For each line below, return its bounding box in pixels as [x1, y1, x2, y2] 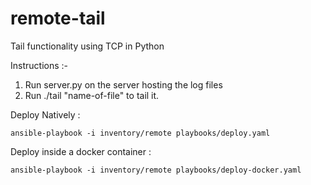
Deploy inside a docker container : [10, 145, 152, 157]
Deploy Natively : [10, 108, 81, 121]
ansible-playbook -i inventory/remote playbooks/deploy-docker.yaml [10, 165, 302, 175]
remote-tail [10, 7, 106, 30]
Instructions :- [10, 59, 68, 71]
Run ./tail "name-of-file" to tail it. [24, 89, 160, 101]
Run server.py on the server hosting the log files [24, 78, 223, 91]
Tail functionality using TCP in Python [10, 40, 165, 52]
